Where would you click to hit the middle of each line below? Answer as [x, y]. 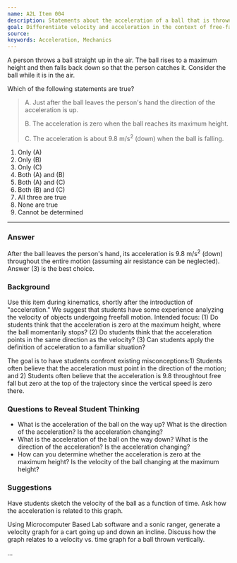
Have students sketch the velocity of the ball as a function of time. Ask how [117, 503]
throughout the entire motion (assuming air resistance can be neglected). [114, 261]
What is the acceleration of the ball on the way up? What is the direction [122, 425]
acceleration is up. [51, 110]
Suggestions [30, 488]
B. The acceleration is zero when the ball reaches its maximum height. [127, 123]
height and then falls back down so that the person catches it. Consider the [117, 68]
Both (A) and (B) [41, 174]
